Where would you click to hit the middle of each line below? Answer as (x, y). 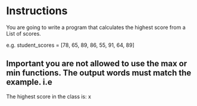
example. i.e (29, 82)
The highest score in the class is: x (49, 97)
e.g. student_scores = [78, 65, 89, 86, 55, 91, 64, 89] (71, 45)
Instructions (37, 11)
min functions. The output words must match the (99, 73)
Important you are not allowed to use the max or (97, 64)
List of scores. (24, 33)
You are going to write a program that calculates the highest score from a (96, 27)
